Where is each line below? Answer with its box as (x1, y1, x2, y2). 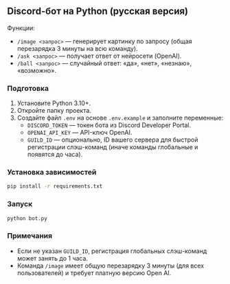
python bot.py (7, 215, 48, 222)
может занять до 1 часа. (16, 254, 88, 262)
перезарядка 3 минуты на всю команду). (16, 44, 139, 52)
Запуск (7, 199, 33, 209)
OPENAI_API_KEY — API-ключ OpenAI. (27, 129, 133, 137)
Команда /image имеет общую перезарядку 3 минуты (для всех (16, 261, 205, 270)
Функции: (7, 23, 36, 32)
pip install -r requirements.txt (7, 183, 103, 190)
